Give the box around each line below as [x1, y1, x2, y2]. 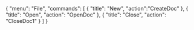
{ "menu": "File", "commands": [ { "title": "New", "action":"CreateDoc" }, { [5, 5, 189, 12]
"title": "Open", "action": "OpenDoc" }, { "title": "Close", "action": [5, 11, 167, 18]
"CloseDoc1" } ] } [5, 18, 48, 24]
